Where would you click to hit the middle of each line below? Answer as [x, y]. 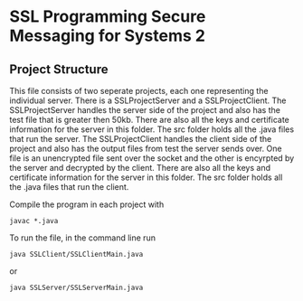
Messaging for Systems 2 [108, 36]
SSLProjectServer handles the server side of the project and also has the [145, 110]
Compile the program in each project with [87, 204]
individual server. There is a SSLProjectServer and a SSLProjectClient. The [148, 100]
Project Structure [59, 69]
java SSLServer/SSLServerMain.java [76, 287]
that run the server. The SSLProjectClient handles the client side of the [141, 139]
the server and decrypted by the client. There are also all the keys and [140, 168]
